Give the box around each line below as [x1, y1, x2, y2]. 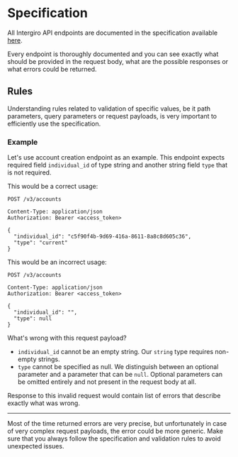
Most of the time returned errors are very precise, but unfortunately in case [7, 419, 227, 428]
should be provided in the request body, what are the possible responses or [7, 57, 229, 65]
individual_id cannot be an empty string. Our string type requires [17, 348, 214, 356]
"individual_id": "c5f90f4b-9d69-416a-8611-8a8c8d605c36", [13, 233, 192, 241]
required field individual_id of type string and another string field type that [7, 161, 228, 170]
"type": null [13, 315, 52, 322]
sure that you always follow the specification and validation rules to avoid [7, 434, 221, 443]
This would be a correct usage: [7, 182, 98, 191]
